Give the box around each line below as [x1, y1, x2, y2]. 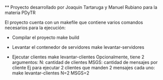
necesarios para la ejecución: [5, 25, 66, 31]
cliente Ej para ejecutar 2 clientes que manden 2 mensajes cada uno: [12, 65, 155, 70]
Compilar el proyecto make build [12, 35, 79, 40]
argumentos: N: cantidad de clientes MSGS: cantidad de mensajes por [12, 59, 158, 65]
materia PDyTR [5, 10, 36, 16]
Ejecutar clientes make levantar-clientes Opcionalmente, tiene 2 [12, 54, 144, 60]
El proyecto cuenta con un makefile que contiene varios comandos [5, 20, 143, 25]
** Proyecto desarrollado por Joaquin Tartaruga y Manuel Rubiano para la [5, 5, 157, 10]
